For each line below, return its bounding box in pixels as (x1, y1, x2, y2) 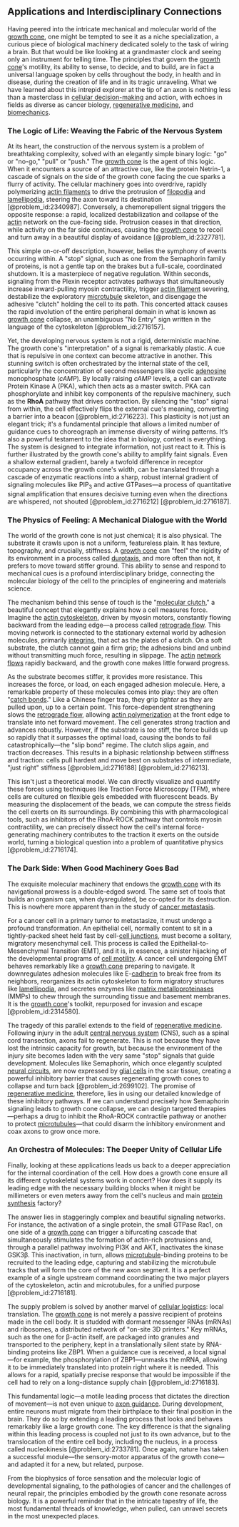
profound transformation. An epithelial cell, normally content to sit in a (7, 924, 213, 932)
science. (7, 584, 33, 593)
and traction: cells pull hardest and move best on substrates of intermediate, (7, 756, 232, 765)
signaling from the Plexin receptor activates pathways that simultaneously (7, 277, 225, 286)
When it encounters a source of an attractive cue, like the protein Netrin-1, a (7, 165, 230, 173)
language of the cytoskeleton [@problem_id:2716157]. (7, 322, 166, 331)
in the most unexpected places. (7, 1511, 100, 1520)
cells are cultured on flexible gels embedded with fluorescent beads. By (7, 792, 219, 801)
